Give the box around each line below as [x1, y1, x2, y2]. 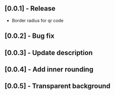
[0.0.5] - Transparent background [4, 82, 111, 91]
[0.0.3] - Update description [4, 48, 93, 57]
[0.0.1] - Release [4, 4, 56, 13]
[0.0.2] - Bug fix [4, 32, 55, 40]
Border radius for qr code [11, 17, 64, 23]
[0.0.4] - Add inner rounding [4, 65, 94, 73]
